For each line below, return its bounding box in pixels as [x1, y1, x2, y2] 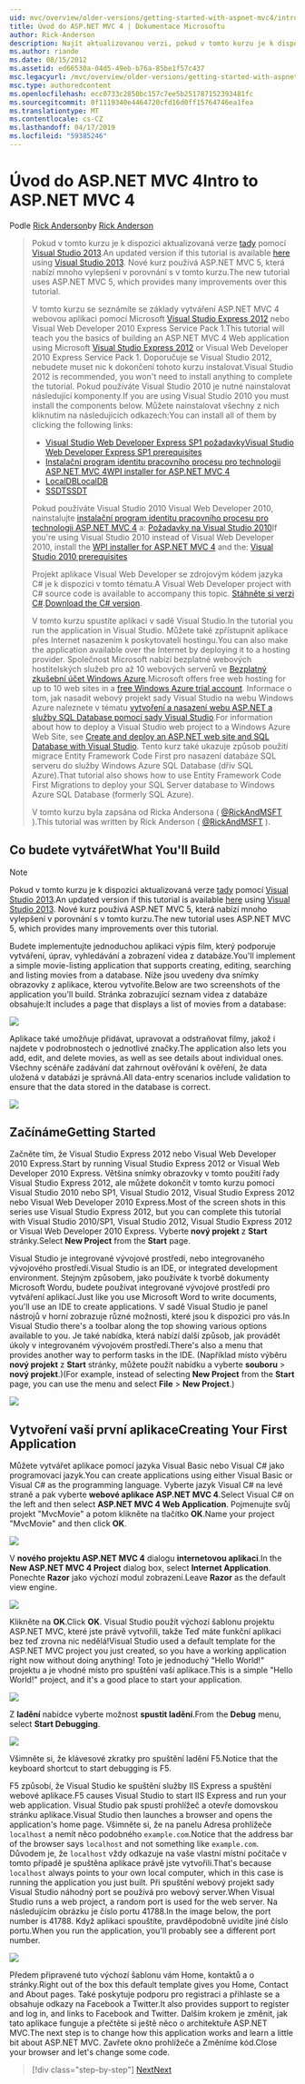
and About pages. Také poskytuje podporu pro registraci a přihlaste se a [9, 1989, 280, 2000]
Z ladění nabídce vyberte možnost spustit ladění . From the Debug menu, [9, 1709, 281, 1720]
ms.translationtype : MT [9, 106, 100, 115]
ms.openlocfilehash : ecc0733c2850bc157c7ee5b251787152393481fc [9, 89, 254, 98]
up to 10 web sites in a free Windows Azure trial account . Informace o [31, 682, 292, 693]
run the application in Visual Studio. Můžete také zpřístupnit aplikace [31, 624, 289, 636]
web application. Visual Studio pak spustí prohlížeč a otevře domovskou [9, 1800, 279, 1811]
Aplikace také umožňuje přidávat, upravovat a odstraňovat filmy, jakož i [9, 1033, 276, 1044]
